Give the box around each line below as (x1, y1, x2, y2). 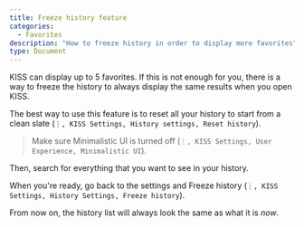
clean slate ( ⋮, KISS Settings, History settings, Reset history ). (9, 118, 261, 129)
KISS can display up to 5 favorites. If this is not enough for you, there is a (9, 71, 280, 82)
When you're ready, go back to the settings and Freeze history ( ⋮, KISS (9, 180, 279, 191)
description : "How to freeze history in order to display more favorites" (9, 38, 298, 48)
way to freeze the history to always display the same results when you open (9, 81, 292, 92)
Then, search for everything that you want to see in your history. (9, 163, 249, 174)
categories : (9, 22, 54, 31)
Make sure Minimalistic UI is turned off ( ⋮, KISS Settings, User (31, 136, 273, 147)
